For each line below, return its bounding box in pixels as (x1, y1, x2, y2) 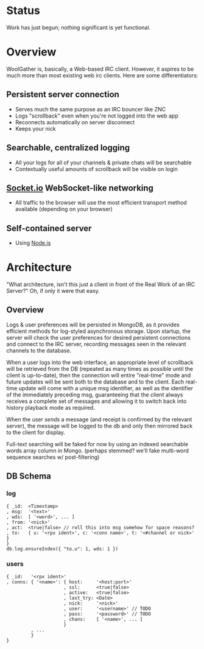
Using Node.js (15, 239, 51, 247)
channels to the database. (6, 346, 72, 354)
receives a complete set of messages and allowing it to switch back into (6, 397, 187, 405)
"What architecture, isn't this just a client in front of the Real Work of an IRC (6, 281, 195, 288)
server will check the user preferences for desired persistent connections (6, 334, 191, 341)
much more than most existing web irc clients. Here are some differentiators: (6, 71, 199, 79)
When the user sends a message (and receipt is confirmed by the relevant (6, 415, 192, 423)
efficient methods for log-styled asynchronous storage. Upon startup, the (6, 327, 191, 335)
